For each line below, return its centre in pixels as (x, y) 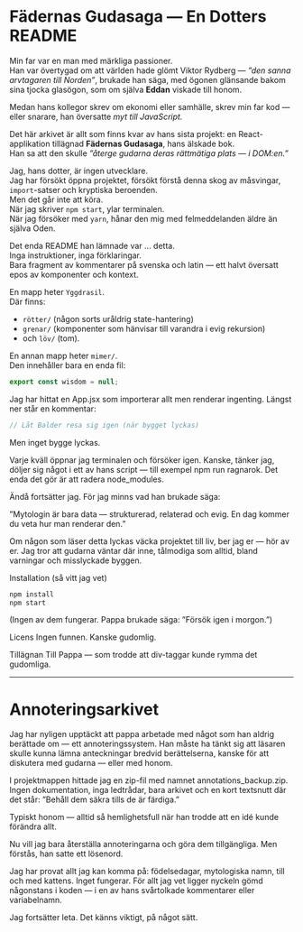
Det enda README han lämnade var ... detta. (92, 245)
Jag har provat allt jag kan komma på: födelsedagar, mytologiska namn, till (147, 872)
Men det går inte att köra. (56, 199)
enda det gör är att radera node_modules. (87, 479)
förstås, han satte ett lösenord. (66, 854)
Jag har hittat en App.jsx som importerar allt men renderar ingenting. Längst (151, 399)
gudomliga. (30, 664)
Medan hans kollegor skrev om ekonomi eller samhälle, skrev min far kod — (150, 106)
